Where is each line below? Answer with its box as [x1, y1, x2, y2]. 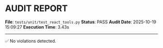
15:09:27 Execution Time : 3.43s [5, 24, 69, 30]
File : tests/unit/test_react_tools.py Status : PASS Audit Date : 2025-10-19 [5, 19, 157, 25]
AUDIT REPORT [5, 3, 68, 14]
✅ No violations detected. [5, 38, 57, 44]
